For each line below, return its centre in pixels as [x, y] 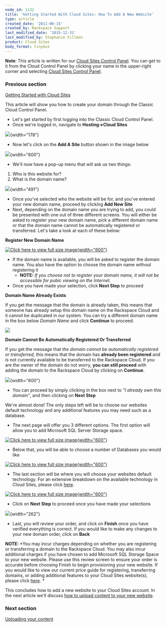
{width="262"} [25, 514]
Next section [21, 608]
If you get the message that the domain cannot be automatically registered [82, 349]
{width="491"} [25, 189]
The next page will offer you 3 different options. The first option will [81, 425]
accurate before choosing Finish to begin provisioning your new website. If [82, 565]
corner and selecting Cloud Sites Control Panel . [54, 71]
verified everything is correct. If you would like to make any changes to [85, 529]
